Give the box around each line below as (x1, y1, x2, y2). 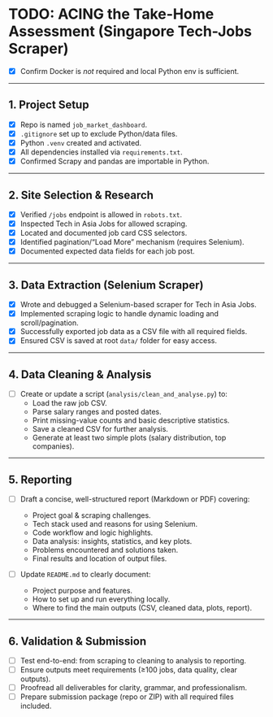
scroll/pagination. (19, 318, 79, 328)
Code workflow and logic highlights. (32, 528, 154, 537)
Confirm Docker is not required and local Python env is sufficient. (19, 66, 240, 76)
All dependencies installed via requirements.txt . (19, 147, 183, 157)
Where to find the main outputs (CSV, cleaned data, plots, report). (32, 603, 253, 613)
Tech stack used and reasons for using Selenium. (32, 519, 198, 529)
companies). (32, 441, 75, 451)
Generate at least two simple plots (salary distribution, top (32, 432, 227, 443)
